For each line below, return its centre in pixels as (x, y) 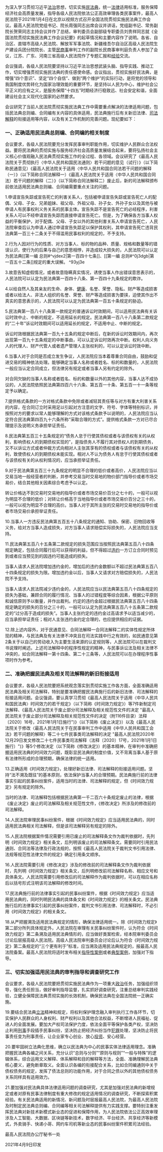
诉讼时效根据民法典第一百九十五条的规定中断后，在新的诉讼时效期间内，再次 (81, 334)
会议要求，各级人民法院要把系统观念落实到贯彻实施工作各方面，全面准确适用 (81, 685)
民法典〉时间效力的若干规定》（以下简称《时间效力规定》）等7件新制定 (82, 703)
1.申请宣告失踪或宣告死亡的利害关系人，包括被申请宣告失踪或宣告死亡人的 (79, 197)
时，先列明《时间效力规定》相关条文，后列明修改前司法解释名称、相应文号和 (81, 871)
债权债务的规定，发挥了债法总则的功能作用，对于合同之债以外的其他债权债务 (81, 1071)
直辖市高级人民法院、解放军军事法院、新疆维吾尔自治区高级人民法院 (86, 44)
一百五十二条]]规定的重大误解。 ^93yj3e (45, 262)
